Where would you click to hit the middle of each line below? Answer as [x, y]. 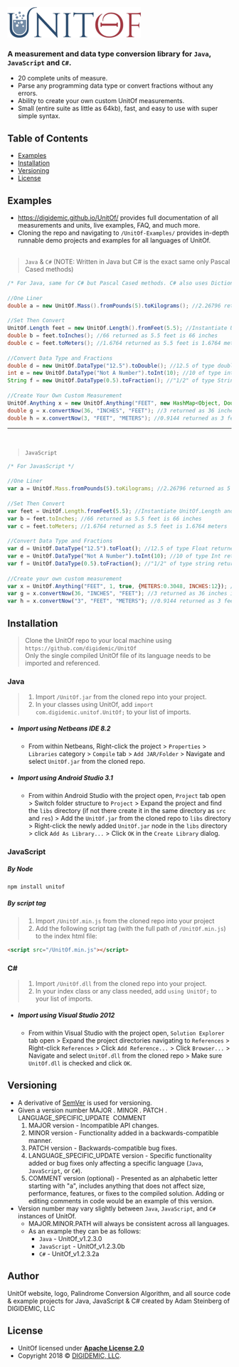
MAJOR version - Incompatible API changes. [94, 1125]
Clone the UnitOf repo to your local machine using [98, 640]
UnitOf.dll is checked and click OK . [80, 1063]
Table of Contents [48, 138]
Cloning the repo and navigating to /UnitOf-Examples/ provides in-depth [123, 233]
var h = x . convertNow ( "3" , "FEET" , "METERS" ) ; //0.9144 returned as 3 [114, 601]
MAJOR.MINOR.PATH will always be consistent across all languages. [129, 1223]
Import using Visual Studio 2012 [66, 1015]
